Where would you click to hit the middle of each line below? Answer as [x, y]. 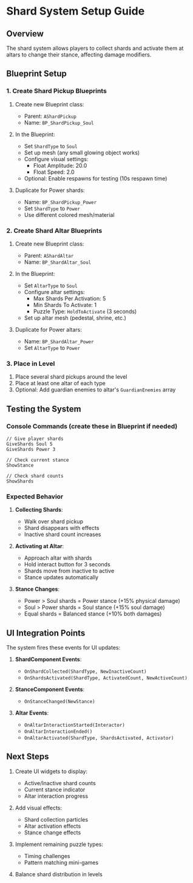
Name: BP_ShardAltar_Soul [58, 262]
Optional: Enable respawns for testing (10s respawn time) [96, 178]
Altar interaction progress [56, 796]
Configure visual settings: [56, 159]
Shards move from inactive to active [69, 571]
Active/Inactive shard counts [60, 783]
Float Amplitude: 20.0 [60, 165]
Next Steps [28, 757]
